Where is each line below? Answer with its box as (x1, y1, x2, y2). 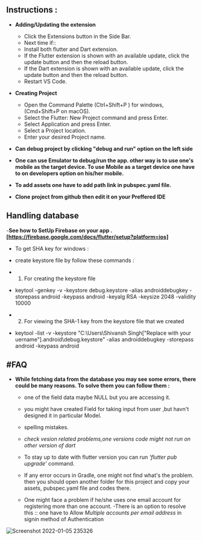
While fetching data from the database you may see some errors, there (14, 375, 197, 383)
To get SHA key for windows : (14, 245, 89, 252)
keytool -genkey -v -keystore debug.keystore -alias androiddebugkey (14, 286, 188, 294)
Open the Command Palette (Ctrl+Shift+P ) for (24, 101, 139, 108)
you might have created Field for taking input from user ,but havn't (24, 406, 189, 413)
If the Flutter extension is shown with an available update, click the (24, 51, 189, 59)
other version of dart (24, 442, 76, 449)
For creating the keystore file (24, 275, 96, 282)
